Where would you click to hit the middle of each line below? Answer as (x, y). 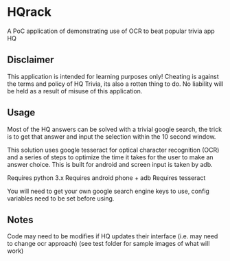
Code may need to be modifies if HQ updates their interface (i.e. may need (113, 236)
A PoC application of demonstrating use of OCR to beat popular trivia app (111, 31)
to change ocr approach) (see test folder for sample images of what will (108, 244)
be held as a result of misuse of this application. (75, 91)
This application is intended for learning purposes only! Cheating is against (113, 76)
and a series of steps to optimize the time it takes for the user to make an (111, 157)
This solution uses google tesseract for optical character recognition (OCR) (113, 150)
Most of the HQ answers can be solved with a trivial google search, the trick (114, 129)
